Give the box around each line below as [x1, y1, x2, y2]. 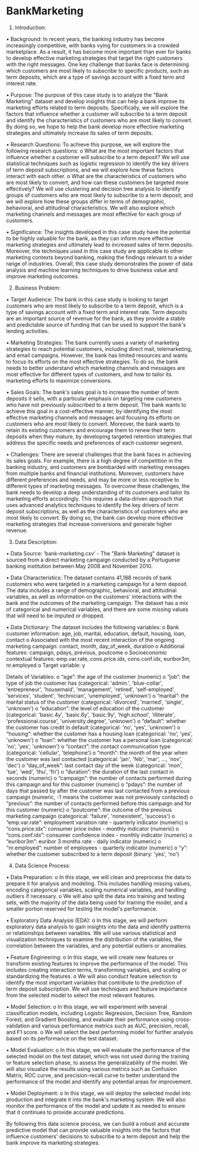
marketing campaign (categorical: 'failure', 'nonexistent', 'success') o [6, 812, 175, 819]
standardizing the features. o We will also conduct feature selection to [6, 973, 178, 980]
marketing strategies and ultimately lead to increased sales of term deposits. [6, 241, 194, 248]
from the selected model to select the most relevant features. [6, 991, 156, 999]
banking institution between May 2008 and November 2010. [6, 562, 153, 570]
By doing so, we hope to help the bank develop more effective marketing [6, 123, 184, 130]
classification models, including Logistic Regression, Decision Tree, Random [6, 1009, 192, 1017]
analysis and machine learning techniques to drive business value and [6, 266, 178, 274]
